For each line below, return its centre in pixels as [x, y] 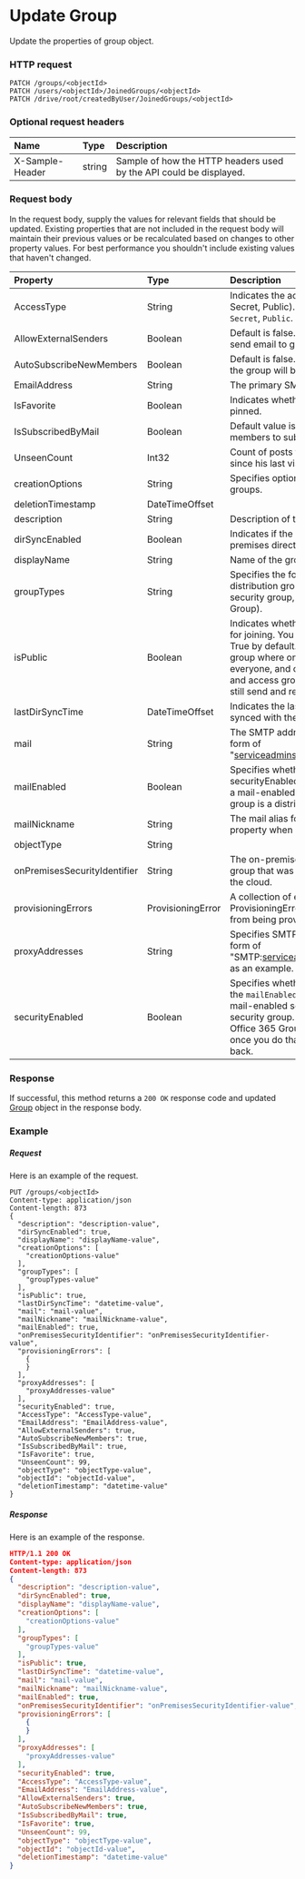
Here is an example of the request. [74, 1176]
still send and [258, 691]
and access [255, 680]
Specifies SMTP [264, 934]
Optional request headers [67, 122]
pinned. [246, 411]
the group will [259, 370]
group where [257, 657]
